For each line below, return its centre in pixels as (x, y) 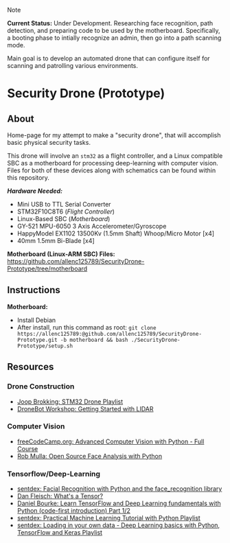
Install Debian (36, 320)
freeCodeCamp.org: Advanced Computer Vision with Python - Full (111, 441)
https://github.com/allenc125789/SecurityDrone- (76, 261)
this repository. (28, 177)
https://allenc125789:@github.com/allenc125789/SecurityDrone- (110, 334)
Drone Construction (41, 386)
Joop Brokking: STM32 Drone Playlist (70, 402)
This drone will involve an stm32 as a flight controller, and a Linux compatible (115, 156)
